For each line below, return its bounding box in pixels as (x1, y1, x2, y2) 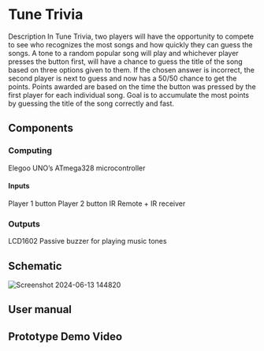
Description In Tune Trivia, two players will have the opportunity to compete (8, 32, 255, 41)
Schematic (8, 259, 62, 273)
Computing (8, 145, 53, 156)
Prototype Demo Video (8, 330, 123, 343)
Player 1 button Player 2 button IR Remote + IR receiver (8, 199, 186, 208)
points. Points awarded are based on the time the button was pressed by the (8, 81, 256, 91)
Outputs (8, 218, 41, 230)
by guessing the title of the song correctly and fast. (8, 99, 175, 108)
